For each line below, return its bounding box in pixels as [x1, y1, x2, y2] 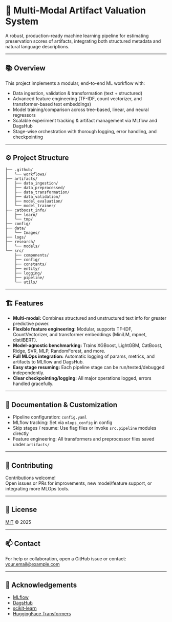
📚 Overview [5, 64, 46, 72]
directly [12, 430, 29, 436]
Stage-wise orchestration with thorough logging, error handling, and [12, 128, 157, 134]
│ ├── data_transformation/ [5, 190, 70, 195]
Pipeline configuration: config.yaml [12, 414, 87, 420]
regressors [12, 112, 36, 118]
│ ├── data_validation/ [5, 194, 60, 199]
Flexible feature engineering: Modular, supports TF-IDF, [12, 326, 133, 332]
